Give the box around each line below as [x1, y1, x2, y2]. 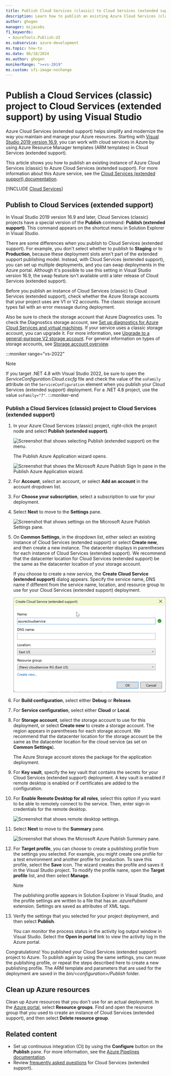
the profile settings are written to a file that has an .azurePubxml [13, 898, 148, 904]
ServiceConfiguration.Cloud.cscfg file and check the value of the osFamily [6, 376, 161, 382]
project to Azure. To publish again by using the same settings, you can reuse [6, 954, 166, 961]
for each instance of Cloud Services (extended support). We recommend [13, 550, 166, 557]
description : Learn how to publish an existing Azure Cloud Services [6, 13, 156, 19]
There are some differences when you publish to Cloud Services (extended [6, 240, 163, 246]
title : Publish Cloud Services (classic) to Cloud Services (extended [6, 8, 158, 13]
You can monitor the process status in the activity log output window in [13, 928, 162, 935]
